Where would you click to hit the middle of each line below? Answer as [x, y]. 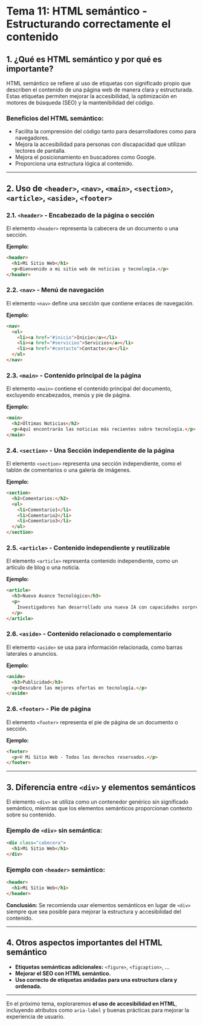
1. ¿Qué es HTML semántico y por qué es [84, 59]
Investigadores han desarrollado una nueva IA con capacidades [98, 607]
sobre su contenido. [31, 815]
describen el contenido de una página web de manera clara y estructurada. [100, 90]
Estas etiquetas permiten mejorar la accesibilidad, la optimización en [92, 96]
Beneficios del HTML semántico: [55, 118]
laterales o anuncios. [32, 653]
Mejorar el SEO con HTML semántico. [63, 973]
